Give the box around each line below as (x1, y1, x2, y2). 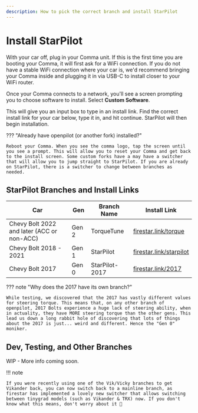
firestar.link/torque (133, 227, 184, 235)
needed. (6, 169, 25, 175)
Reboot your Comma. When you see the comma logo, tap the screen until (6, 143, 186, 149)
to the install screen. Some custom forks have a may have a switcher (6, 153, 183, 159)
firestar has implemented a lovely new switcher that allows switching (6, 391, 186, 397)
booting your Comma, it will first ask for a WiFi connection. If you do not (6, 60, 181, 67)
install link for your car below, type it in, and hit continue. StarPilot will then (6, 114, 187, 121)
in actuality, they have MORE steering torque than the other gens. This (6, 310, 192, 316)
